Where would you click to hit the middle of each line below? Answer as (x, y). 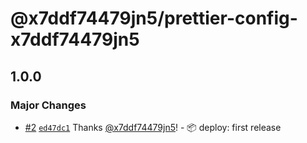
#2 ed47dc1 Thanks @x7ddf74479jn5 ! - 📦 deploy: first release (153, 127)
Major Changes (48, 105)
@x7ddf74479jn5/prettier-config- (154, 18)
